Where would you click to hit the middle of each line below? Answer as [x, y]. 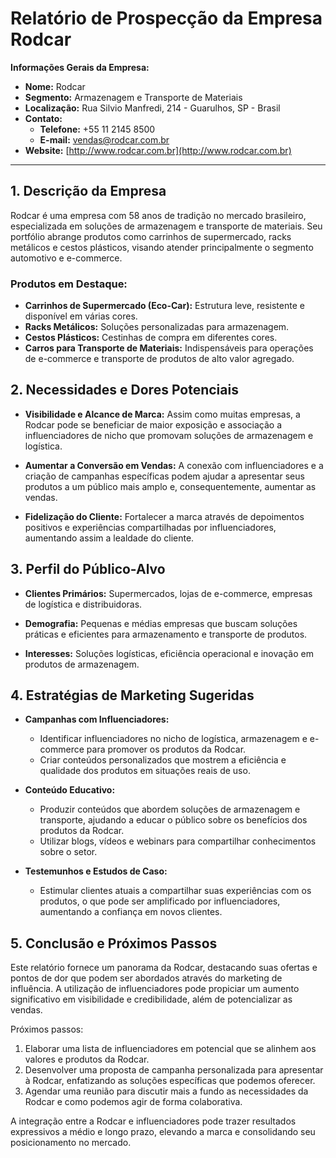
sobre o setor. [68, 852]
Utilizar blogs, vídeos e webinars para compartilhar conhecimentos [178, 841]
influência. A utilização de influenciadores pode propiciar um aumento [155, 989]
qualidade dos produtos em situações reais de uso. [145, 771]
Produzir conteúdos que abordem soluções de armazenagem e [170, 809]
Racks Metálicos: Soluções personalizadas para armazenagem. [157, 327]
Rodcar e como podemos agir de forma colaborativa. [133, 1102]
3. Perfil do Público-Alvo [88, 569]
